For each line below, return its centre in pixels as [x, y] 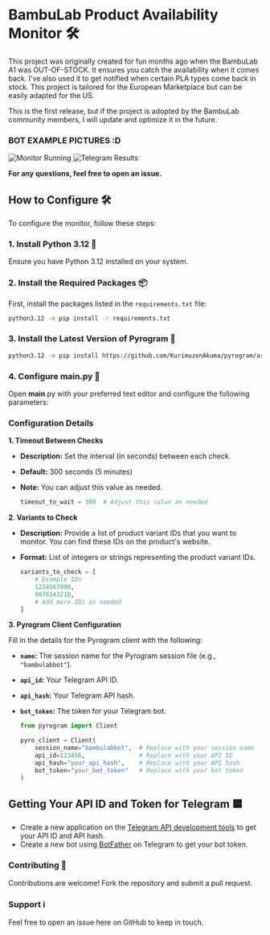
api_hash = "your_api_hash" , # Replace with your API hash [137, 763]
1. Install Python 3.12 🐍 [53, 244]
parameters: [29, 402]
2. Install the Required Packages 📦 [78, 283]
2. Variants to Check [43, 517]
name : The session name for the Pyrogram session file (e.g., [118, 656]
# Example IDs [58, 580]
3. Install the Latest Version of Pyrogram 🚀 [92, 339]
